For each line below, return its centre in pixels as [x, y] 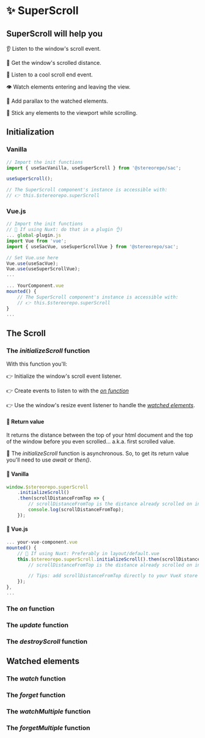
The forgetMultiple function [48, 728]
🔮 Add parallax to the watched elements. [57, 101]
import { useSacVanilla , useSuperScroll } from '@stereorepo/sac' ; [94, 168]
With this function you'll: [37, 364]
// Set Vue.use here [33, 257]
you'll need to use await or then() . [49, 460]
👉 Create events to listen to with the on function [68, 391]
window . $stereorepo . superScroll [47, 487]
